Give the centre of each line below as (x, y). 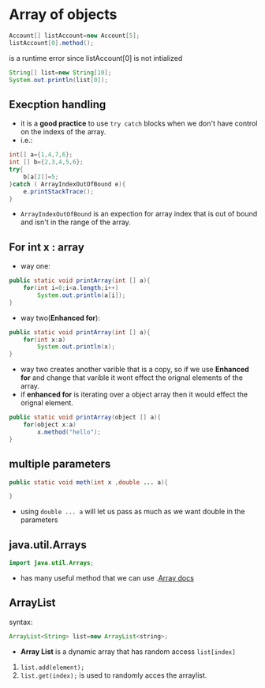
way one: (35, 266)
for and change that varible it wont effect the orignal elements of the (132, 378)
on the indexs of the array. (63, 132)
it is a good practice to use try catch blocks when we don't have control (139, 123)
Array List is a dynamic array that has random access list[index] (128, 651)
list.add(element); (52, 667)
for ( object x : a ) (50, 425)
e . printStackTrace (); (58, 191)
